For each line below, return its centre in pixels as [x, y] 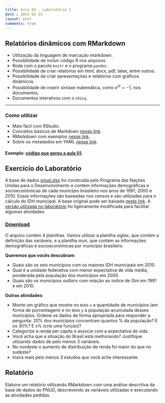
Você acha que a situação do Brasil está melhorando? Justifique [77, 336]
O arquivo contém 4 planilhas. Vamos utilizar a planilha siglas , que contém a [82, 235]
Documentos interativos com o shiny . [50, 98]
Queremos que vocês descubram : [41, 255]
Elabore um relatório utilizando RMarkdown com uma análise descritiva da [80, 384]
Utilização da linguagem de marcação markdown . [62, 55]
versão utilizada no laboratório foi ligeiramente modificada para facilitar [77, 206]
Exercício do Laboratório [43, 168]
